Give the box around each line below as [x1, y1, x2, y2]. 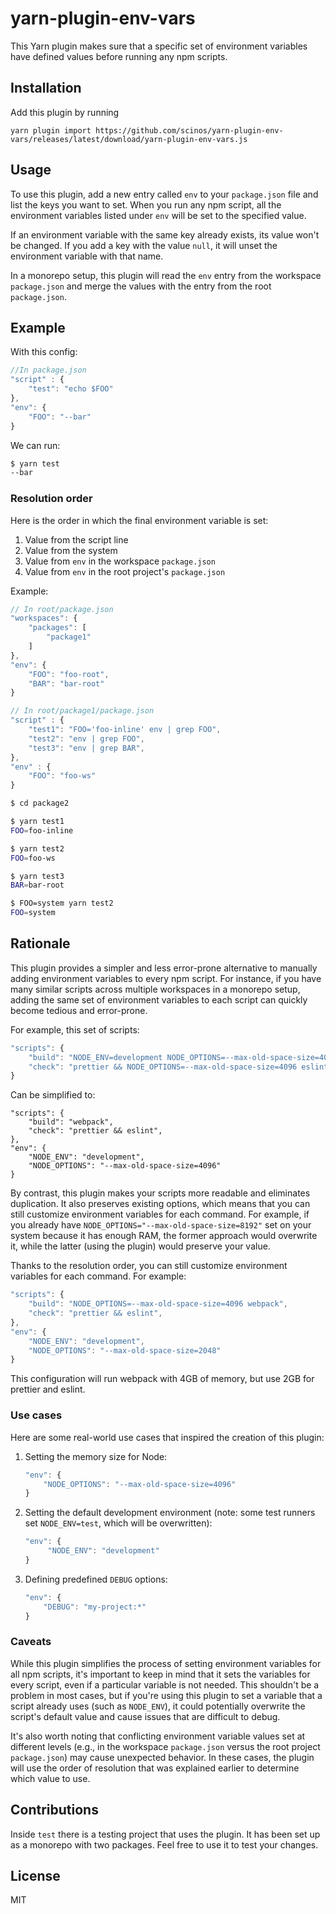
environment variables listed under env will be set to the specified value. [10, 209, 307, 221]
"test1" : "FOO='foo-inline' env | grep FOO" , [28, 725, 222, 735]
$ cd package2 [10, 798, 70, 809]
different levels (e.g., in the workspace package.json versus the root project [10, 1740, 321, 1752]
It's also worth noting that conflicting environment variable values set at [10, 1730, 306, 1742]
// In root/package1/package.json [10, 706, 155, 716]
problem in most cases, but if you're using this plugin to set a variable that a [10, 1689, 323, 1701]
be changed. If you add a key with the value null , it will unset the [10, 239, 278, 251]
